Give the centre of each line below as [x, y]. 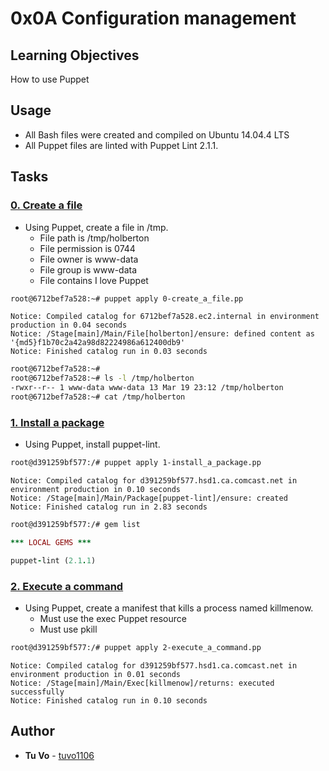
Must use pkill [68, 629]
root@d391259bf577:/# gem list [75, 525]
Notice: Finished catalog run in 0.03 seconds [109, 352]
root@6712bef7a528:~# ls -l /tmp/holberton [102, 378]
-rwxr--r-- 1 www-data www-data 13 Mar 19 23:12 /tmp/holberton [147, 388]
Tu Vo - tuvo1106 [59, 755]
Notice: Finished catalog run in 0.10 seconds [109, 700]
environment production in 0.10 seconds [96, 490]
